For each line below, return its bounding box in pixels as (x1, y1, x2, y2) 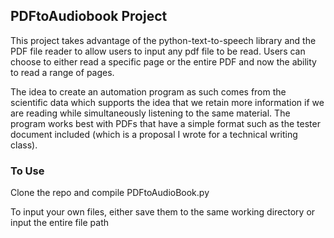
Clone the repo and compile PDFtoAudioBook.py (10, 187, 210, 199)
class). (10, 139, 38, 151)
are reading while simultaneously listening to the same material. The (10, 107, 291, 119)
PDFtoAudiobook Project (10, 8, 168, 25)
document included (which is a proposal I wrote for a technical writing (10, 128, 298, 140)
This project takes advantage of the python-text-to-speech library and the (10, 34, 317, 46)
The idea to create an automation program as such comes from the (10, 85, 287, 98)
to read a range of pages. (10, 66, 115, 78)
